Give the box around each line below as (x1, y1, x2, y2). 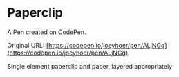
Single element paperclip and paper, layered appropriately (7, 62, 173, 70)
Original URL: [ (7, 41, 49, 49)
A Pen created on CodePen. (7, 28, 86, 36)
